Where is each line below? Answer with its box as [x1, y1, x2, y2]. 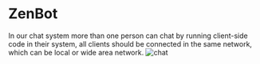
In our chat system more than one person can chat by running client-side [8, 31, 249, 40]
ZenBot [8, 5, 58, 23]
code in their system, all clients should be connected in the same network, [8, 39, 253, 48]
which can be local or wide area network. [8, 47, 144, 57]
